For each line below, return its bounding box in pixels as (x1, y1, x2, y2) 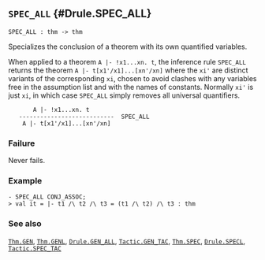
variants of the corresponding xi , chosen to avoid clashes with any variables (8, 73, 257, 83)
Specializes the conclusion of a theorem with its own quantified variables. (8, 42, 248, 51)
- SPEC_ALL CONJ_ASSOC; (8, 193, 87, 201)
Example (8, 176, 43, 187)
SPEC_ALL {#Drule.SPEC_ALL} (8, 7, 152, 20)
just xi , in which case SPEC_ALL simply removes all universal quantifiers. (8, 91, 241, 100)
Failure (8, 138, 35, 149)
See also (8, 218, 42, 229)
